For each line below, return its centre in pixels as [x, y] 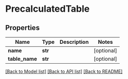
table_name [23, 59]
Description [74, 42]
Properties [23, 28]
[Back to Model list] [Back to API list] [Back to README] [64, 71]
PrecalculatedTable [48, 9]
